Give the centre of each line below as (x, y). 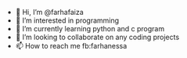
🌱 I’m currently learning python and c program (90, 29)
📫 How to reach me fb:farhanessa (71, 46)
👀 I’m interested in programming (67, 20)
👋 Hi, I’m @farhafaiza (49, 12)
